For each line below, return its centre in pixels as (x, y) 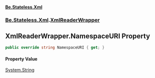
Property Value (21, 59)
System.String (20, 70)
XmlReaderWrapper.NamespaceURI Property (78, 36)
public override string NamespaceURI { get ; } (55, 47)
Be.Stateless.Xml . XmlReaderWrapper (53, 20)
